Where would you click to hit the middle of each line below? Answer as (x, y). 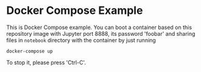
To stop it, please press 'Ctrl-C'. (46, 62)
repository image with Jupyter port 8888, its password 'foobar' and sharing (101, 33)
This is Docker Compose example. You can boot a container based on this (99, 27)
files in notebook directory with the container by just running (81, 40)
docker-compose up (30, 51)
